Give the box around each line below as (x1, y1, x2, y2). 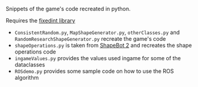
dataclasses (14, 61, 45, 68)
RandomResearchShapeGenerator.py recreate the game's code (14, 35, 166, 42)
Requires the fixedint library (5, 17, 76, 24)
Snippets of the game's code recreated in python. (5, 5, 131, 12)
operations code (14, 48, 56, 55)
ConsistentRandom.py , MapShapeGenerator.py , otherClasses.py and (14, 29, 180, 36)
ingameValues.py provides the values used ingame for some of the (14, 55, 181, 61)
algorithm (14, 74, 39, 81)
